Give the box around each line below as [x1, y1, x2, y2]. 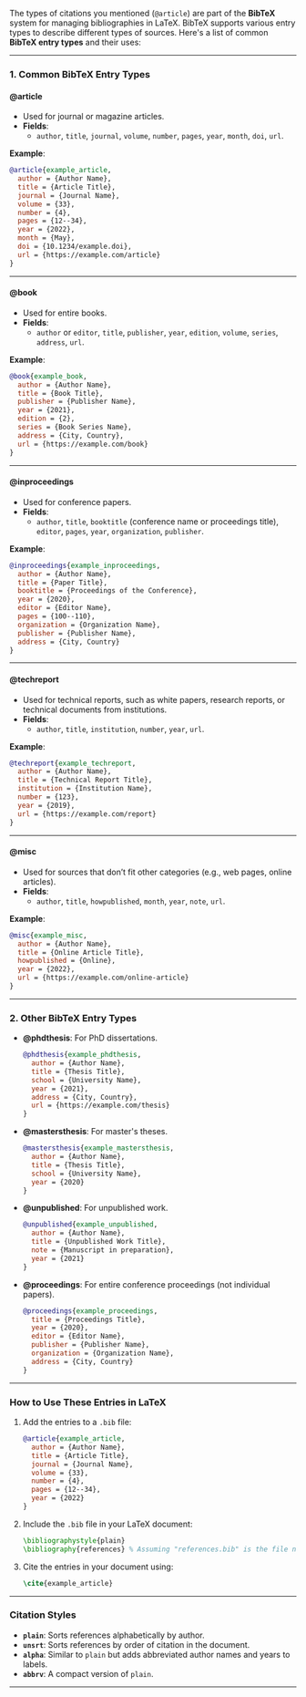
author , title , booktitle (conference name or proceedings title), [36, 515, 280, 527]
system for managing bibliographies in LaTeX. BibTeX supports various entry [9, 17, 296, 28]
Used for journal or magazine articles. [22, 111, 165, 122]
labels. [22, 1659, 48, 1670]
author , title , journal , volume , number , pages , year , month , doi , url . [36, 130, 284, 141]
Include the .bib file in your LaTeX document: [22, 1518, 193, 1529]
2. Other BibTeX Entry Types [9, 1011, 138, 1024]
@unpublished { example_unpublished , [22, 1220, 158, 1229]
